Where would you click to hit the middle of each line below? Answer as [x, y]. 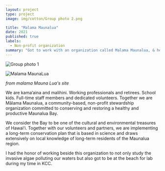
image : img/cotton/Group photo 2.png [44, 19]
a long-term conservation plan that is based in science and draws [72, 133]
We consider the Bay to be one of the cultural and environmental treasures [81, 123]
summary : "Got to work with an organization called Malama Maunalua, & [80, 50]
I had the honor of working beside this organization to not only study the [78, 153]
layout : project [22, 10]
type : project [20, 14]
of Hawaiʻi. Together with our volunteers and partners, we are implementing [82, 128]
